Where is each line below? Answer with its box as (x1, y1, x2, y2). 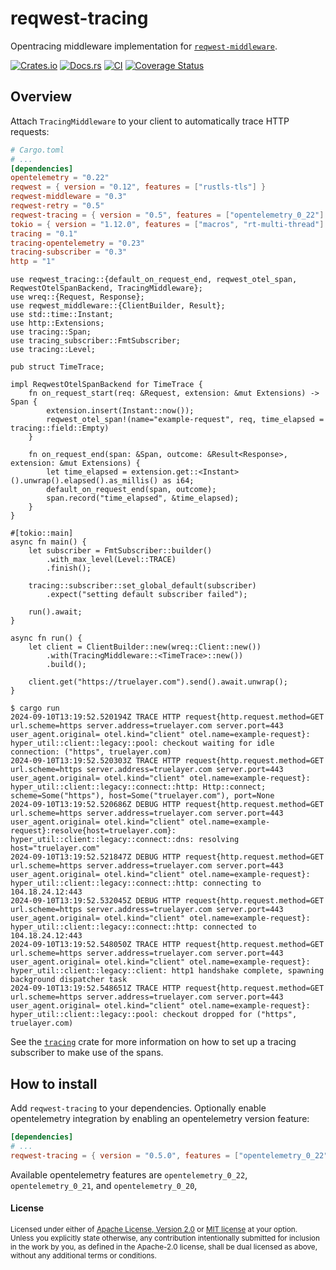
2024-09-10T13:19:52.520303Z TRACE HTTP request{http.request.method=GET (10, 756, 325, 766)
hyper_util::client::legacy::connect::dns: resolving (10, 835, 240, 845)
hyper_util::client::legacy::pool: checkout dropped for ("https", (10, 1010, 298, 1020)
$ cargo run (10, 703, 60, 714)
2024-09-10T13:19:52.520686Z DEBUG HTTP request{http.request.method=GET (10, 800, 325, 810)
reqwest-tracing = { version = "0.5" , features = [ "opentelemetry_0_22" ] (10, 210, 325, 220)
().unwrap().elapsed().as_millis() (10, 476, 159, 486)
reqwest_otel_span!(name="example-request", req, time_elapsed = (46, 415, 325, 425)
